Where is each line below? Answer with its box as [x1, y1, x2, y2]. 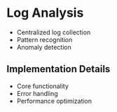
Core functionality [16, 82, 69, 90]
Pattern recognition [16, 35, 73, 43]
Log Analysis [6, 5, 84, 21]
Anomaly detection [16, 43, 71, 51]
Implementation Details [6, 63, 111, 75]
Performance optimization [16, 97, 92, 105]
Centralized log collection [16, 28, 91, 36]
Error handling [16, 89, 58, 97]
